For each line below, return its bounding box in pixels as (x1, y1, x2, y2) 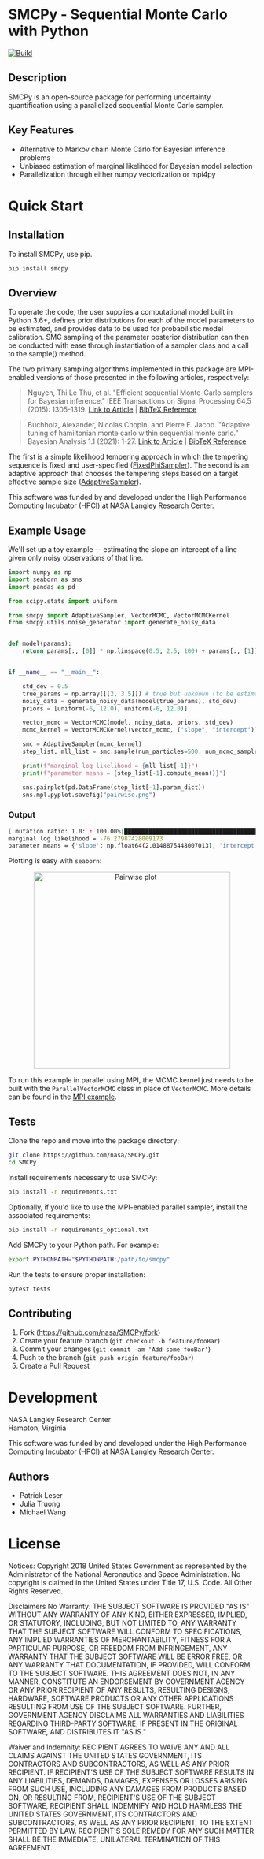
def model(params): (8, 640, 72, 648)
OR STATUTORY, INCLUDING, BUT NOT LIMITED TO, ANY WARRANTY (8, 1618, 237, 1627)
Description (8, 71, 67, 84)
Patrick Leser (19, 1490, 63, 1499)
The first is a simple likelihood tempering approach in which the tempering (8, 452, 249, 462)
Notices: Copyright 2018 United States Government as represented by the (8, 1561, 247, 1570)
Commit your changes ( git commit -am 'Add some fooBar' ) (19, 1344, 211, 1354)
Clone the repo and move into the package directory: (8, 1136, 179, 1146)
